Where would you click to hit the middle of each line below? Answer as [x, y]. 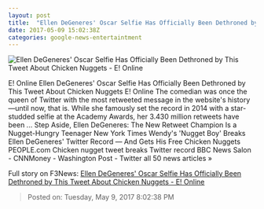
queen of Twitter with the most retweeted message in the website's [117, 100]
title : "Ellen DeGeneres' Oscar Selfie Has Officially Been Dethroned [128, 23]
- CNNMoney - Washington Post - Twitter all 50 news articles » [110, 159]
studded [22, 117]
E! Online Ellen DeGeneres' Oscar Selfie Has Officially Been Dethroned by [127, 83]
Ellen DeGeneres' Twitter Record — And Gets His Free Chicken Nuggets [125, 141]
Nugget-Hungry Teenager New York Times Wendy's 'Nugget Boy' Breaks [127, 134]
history [239, 100]
